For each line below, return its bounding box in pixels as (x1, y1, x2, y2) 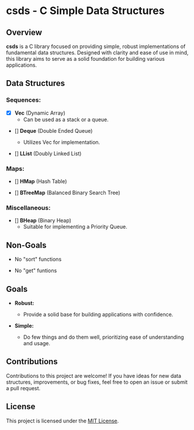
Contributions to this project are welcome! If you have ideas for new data (6, 372, 182, 379)
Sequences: (6, 96, 41, 104)
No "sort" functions (14, 256, 62, 263)
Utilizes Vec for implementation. (23, 139, 101, 146)
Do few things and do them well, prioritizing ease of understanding (23, 333, 184, 340)
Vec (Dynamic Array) (14, 109, 65, 116)
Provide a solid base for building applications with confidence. (23, 311, 174, 318)
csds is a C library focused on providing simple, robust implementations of (6, 43, 186, 50)
